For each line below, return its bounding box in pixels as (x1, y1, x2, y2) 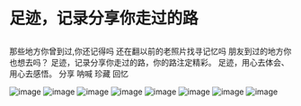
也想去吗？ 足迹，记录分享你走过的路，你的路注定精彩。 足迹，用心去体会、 (9, 57, 289, 67)
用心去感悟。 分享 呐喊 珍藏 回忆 (9, 68, 128, 79)
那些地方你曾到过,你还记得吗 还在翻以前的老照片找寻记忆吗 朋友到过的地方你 (9, 46, 292, 57)
